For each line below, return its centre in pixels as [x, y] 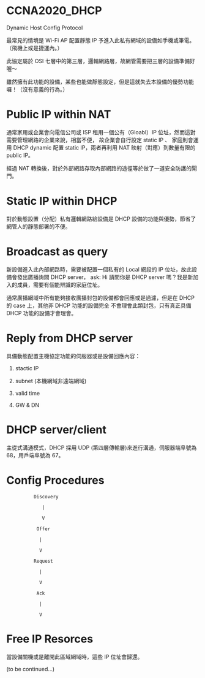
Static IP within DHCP [62, 201]
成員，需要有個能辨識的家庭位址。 [60, 284]
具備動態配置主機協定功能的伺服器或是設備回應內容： [73, 356]
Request [43, 561]
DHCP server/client [57, 429]
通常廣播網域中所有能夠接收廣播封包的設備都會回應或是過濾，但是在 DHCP [100, 297]
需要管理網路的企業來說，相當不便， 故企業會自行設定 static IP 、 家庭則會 [100, 140]
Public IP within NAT [59, 115]
